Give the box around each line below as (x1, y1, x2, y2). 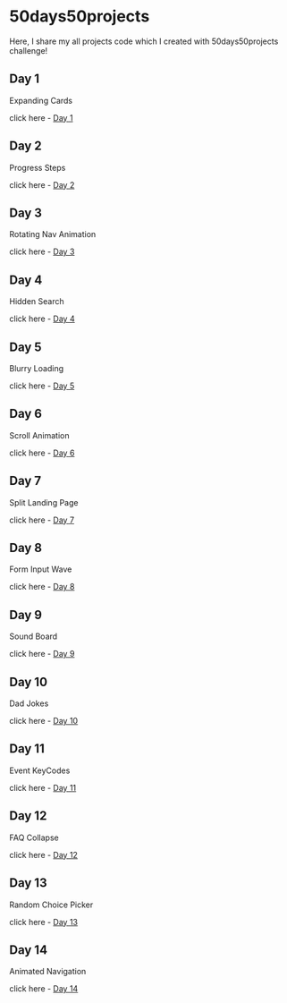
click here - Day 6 (9, 447, 75, 458)
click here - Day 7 (9, 514, 74, 525)
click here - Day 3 (9, 246, 75, 257)
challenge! (9, 45, 48, 55)
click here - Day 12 (9, 849, 79, 860)
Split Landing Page (9, 497, 79, 507)
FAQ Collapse (9, 832, 60, 843)
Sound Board (9, 631, 58, 642)
